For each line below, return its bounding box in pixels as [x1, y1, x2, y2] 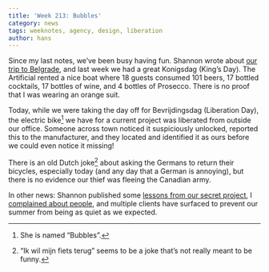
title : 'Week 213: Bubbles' [8, 11, 102, 20]
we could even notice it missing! [8, 141, 114, 150]
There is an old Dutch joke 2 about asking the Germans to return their [8, 156, 235, 167]
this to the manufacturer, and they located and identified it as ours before [8, 132, 250, 142]
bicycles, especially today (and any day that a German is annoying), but [8, 166, 244, 176]
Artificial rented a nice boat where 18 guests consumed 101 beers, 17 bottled [8, 73, 259, 82]
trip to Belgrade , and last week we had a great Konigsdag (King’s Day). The [8, 65, 256, 74]
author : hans [8, 34, 52, 42]
